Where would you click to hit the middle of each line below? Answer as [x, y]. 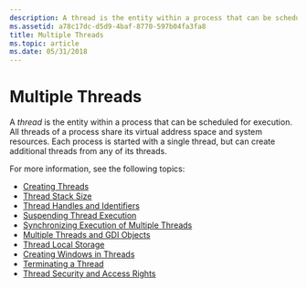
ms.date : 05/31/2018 [49, 52]
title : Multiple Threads [57, 35]
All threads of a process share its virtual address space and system [136, 132]
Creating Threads [56, 187]
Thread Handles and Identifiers [81, 206]
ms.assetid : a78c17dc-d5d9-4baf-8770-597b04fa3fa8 [108, 26]
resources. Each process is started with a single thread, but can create [143, 141]
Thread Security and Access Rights [89, 273]
